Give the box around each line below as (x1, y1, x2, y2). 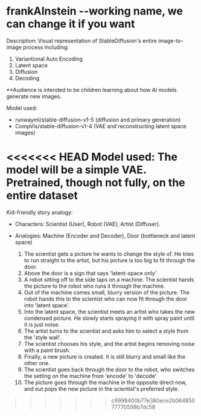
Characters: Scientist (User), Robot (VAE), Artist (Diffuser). (14, 220, 161, 227)
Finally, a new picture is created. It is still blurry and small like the (24, 353, 186, 360)
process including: (23, 44, 69, 51)
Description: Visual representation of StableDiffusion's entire (6, 37, 157, 44)
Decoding (14, 74, 40, 82)
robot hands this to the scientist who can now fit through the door (24, 295, 188, 302)
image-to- (158, 37, 183, 44)
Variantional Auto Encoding (14, 55, 83, 62)
